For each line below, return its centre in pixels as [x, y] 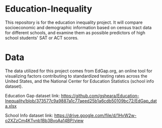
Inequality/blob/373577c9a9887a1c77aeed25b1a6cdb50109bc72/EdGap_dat [81, 101]
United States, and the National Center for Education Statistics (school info [80, 81]
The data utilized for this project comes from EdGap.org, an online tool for [79, 71]
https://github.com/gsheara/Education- [100, 96]
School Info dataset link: [29, 115]
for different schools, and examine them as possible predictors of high [75, 32]
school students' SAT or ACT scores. [42, 38]
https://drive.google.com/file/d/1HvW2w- [95, 115]
